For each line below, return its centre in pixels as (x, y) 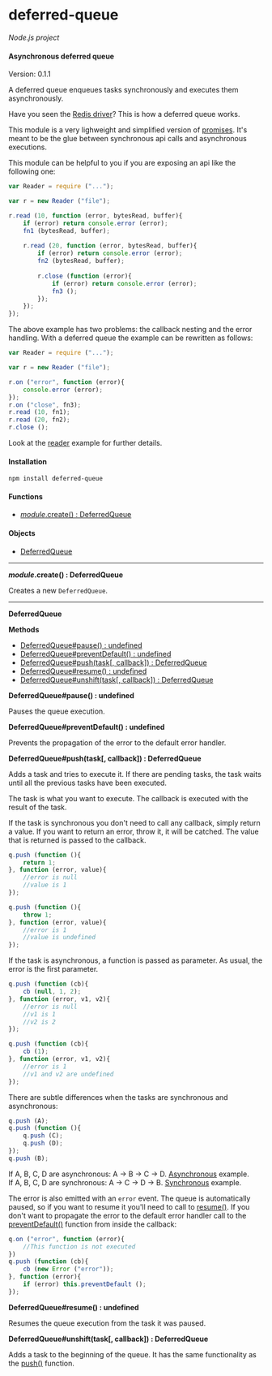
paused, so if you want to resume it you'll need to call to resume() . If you (129, 1206)
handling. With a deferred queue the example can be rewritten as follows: (131, 338)
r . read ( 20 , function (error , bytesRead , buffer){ (110, 246)
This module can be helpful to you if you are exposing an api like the (122, 163)
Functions (25, 496)
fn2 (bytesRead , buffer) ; (81, 261)
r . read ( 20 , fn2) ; (39, 420)
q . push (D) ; (43, 1143)
